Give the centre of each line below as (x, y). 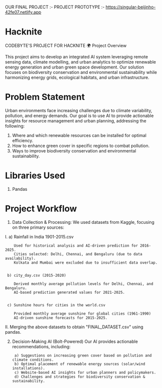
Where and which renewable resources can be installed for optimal (79, 135)
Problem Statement (45, 97)
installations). (28, 368)
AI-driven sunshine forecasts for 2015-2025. (61, 318)
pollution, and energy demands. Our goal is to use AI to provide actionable (80, 116)
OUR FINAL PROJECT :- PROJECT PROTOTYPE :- (55, 7)
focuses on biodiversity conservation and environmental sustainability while (81, 72)
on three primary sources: (38, 227)
